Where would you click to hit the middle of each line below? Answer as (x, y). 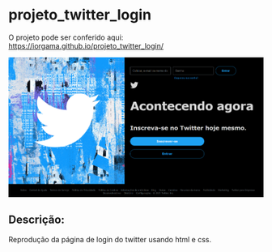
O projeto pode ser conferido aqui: (66, 37)
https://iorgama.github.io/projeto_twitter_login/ (86, 45)
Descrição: (36, 220)
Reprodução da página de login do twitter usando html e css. (110, 239)
